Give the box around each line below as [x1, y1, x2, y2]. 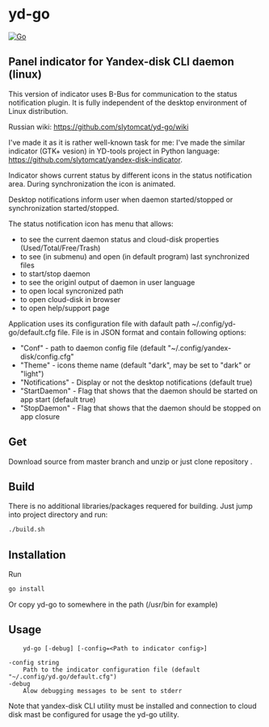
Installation [8, 548, 66, 561]
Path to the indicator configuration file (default [23, 666, 200, 674]
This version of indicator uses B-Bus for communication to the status [8, 89, 237, 99]
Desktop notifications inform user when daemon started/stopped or [8, 195, 233, 204]
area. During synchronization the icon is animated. [8, 179, 176, 188]
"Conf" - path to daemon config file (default [19, 342, 166, 352]
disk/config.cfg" [19, 351, 74, 361]
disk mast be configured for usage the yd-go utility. [8, 709, 179, 719]
